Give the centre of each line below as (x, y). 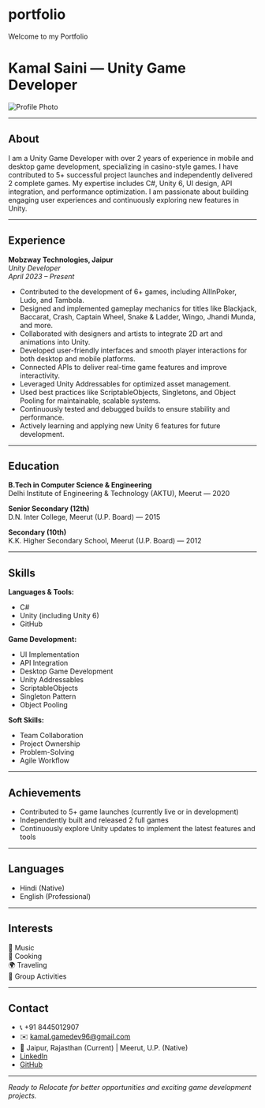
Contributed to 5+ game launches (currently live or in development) (129, 811)
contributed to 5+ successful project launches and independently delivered (131, 174)
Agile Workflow (44, 761)
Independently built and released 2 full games (94, 820)
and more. (36, 325)
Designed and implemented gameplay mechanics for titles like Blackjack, (138, 308)
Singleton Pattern (48, 696)
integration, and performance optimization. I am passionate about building (129, 192)
